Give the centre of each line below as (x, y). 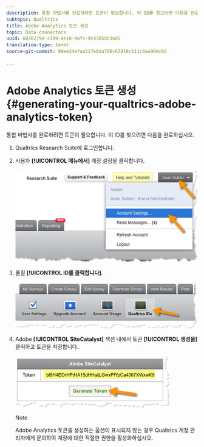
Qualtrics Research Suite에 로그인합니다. (65, 148)
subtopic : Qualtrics (32, 19)
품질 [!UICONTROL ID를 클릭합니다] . (59, 273)
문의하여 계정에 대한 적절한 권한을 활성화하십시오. (95, 438)
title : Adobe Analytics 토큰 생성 (47, 26)
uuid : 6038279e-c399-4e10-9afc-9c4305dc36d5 (63, 39)
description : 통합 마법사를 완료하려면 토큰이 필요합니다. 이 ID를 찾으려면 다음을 (97, 13)
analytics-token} (50, 117)
